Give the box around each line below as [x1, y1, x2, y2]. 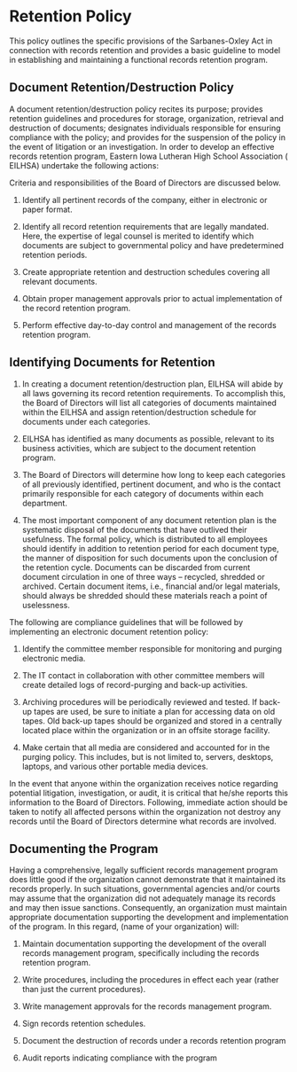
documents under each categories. [21, 416, 151, 426]
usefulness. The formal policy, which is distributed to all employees [21, 534, 268, 544]
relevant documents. [21, 276, 98, 286]
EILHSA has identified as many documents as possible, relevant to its [21, 433, 275, 444]
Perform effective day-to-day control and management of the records [21, 319, 277, 330]
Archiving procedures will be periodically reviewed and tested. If [21, 696, 258, 707]
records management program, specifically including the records [21, 948, 260, 959]
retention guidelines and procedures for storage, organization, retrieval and [9, 113, 284, 123]
